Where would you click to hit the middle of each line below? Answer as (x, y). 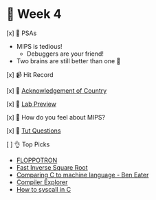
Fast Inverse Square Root (52, 167)
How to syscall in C (44, 189)
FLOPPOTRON (37, 160)
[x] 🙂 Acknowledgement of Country (57, 90)
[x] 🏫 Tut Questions (34, 131)
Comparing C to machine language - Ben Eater (82, 175)
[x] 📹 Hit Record (30, 74)
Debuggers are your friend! (65, 54)
